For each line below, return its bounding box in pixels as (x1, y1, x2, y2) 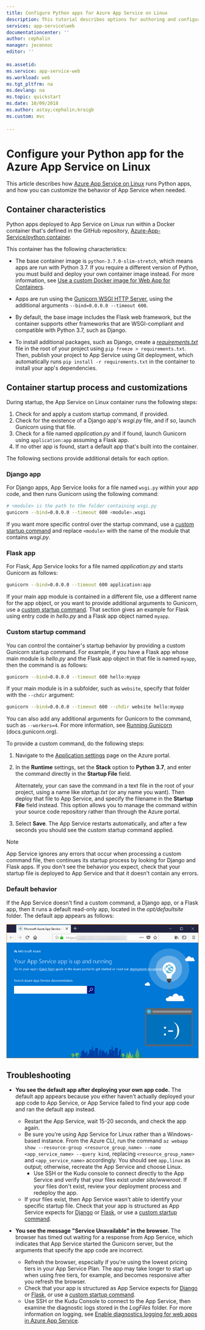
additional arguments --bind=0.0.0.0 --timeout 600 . (15, 302, 148, 309)
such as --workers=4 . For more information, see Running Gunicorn (6, 721, 173, 729)
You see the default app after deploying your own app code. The (15, 1086, 182, 1094)
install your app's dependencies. (15, 364, 98, 372)
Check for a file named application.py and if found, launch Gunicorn (15, 430, 187, 437)
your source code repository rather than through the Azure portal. (15, 808, 181, 816)
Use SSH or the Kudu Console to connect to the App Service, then (24, 1298, 191, 1305)
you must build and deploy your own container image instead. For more (15, 270, 195, 278)
